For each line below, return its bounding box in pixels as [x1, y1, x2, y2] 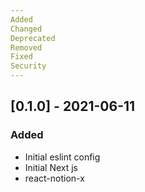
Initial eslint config [24, 151, 101, 163]
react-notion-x [24, 172, 85, 184]
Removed [10, 42, 43, 53]
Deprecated [10, 33, 56, 43]
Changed [10, 24, 43, 34]
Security [10, 61, 47, 71]
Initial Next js [24, 161, 78, 173]
